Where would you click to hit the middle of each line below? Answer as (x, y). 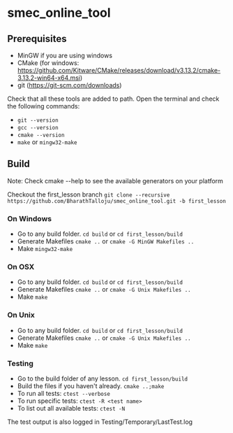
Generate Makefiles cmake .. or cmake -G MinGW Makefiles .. (106, 241)
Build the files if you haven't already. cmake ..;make (91, 386)
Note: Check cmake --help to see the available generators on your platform (115, 180)
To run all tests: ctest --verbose (63, 393)
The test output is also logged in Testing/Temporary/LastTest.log (100, 422)
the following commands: (44, 106)
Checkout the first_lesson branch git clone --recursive (89, 194)
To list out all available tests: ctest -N (71, 408)
